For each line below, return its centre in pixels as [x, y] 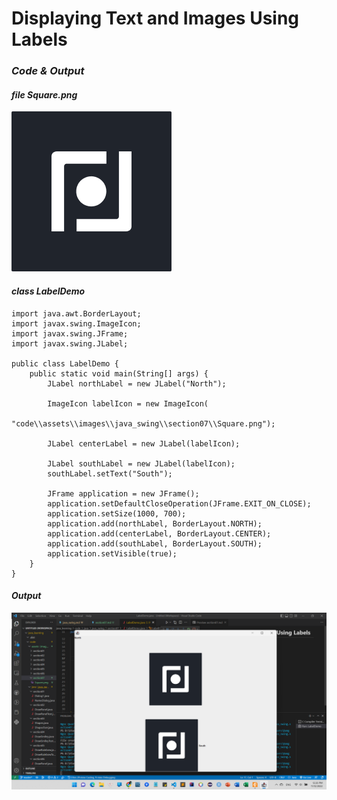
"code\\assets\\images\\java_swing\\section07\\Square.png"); [143, 423]
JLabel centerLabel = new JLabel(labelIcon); [144, 443]
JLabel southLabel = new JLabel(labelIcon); [141, 463]
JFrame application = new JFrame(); [123, 493]
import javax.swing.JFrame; [70, 333]
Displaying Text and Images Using [155, 18]
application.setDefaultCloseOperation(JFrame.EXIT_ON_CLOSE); [179, 503]
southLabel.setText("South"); [110, 473]
